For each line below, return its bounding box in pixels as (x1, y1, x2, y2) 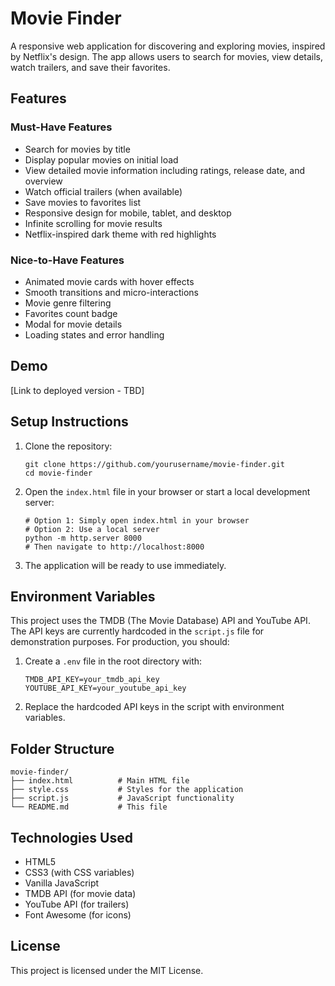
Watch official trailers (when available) (24, 185, 183, 197)
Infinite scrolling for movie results (24, 217, 163, 229)
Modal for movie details (24, 318, 123, 330)
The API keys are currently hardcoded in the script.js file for (10, 625, 265, 637)
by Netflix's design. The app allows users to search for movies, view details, (10, 50, 324, 62)
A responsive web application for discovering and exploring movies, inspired (10, 40, 326, 52)
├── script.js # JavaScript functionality (10, 793, 235, 804)
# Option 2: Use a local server (24, 524, 160, 534)
